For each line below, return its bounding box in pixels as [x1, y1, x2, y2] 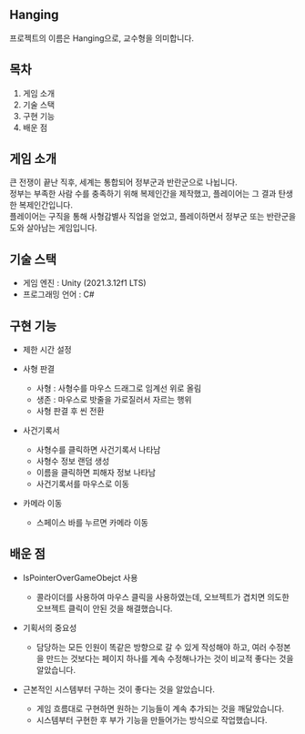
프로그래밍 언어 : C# [22, 289, 95, 300]
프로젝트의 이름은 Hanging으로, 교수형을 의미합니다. [9, 32, 194, 44]
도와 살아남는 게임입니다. [9, 222, 97, 233]
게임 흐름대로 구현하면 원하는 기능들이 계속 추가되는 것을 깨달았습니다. [36, 703, 285, 714]
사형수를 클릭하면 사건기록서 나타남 [36, 444, 161, 455]
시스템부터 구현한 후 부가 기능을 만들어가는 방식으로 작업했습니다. [36, 714, 268, 725]
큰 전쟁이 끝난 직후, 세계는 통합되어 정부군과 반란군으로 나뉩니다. [9, 177, 239, 188]
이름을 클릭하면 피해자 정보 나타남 [36, 467, 157, 478]
